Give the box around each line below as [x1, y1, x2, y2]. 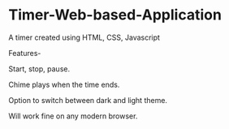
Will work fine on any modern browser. [8, 111, 138, 121]
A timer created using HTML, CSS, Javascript [8, 32, 161, 42]
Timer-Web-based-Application [8, 6, 222, 24]
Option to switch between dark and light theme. [8, 95, 168, 105]
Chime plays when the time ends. [8, 80, 120, 89]
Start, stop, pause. [8, 63, 71, 74]
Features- [8, 48, 41, 58]
